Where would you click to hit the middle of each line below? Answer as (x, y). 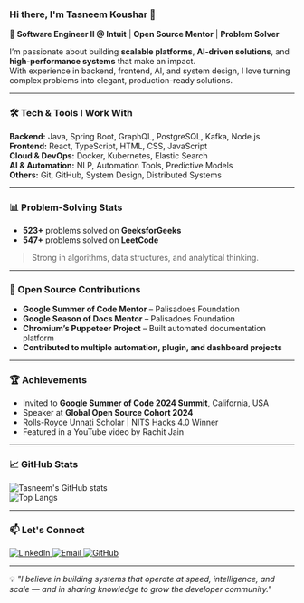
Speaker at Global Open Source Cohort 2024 (108, 413)
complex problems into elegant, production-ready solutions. (121, 81)
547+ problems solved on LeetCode (90, 240)
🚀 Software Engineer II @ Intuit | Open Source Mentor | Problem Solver (144, 34)
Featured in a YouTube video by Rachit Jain (103, 432)
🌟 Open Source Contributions (75, 289)
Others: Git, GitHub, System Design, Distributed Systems (115, 175)
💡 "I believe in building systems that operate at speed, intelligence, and (142, 579)
